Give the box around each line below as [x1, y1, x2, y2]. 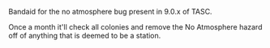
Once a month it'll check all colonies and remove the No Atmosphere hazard [8, 22, 263, 31]
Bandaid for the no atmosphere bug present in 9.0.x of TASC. [8, 7, 212, 16]
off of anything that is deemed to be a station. [8, 31, 161, 40]
